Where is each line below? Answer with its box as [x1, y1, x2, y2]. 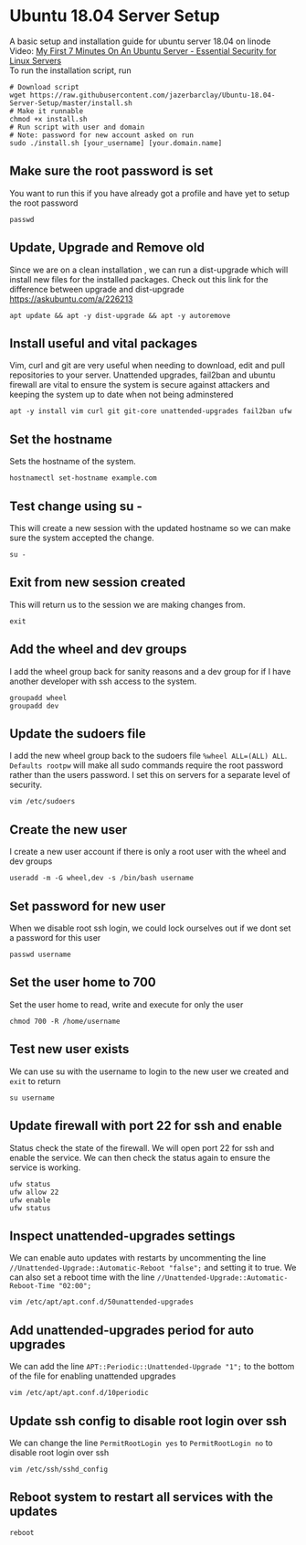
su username [9, 1093, 55, 1103]
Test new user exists [9, 1041, 130, 1057]
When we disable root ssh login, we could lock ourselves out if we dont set [9, 922, 291, 933]
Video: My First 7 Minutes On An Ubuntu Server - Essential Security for [9, 45, 277, 56]
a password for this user [9, 932, 101, 943]
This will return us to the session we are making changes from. [9, 599, 246, 610]
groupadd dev [9, 701, 59, 710]
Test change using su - [9, 498, 143, 514]
